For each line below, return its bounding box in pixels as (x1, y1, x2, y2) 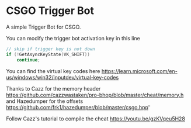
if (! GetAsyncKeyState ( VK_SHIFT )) (6, 51, 91, 57)
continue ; (16, 57, 41, 63)
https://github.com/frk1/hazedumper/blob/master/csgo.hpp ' (6, 103, 150, 110)
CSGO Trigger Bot (6, 4, 95, 18)
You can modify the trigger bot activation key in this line (6, 34, 140, 41)
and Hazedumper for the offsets (6, 98, 84, 105)
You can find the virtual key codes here (6, 67, 100, 74)
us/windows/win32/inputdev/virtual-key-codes (6, 74, 119, 81)
